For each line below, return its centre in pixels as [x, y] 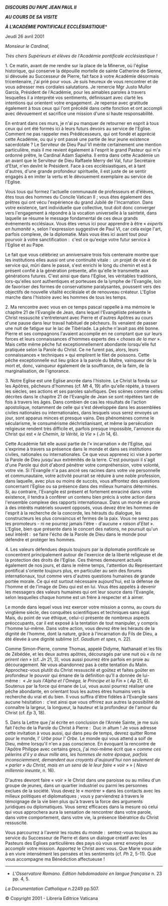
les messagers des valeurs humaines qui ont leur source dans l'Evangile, [80, 592]
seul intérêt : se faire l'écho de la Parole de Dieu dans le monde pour [76, 534]
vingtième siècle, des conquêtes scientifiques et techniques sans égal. [78, 612]
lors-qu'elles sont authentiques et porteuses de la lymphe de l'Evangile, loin [83, 281]
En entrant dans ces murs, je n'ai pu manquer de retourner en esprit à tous [82, 123]
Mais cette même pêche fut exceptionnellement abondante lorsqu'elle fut [81, 344]
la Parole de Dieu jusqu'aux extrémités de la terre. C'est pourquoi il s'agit [80, 460]
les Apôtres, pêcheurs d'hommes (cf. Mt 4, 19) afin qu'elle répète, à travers [82, 386]
